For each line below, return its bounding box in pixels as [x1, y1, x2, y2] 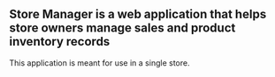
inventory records [9, 34, 111, 49]
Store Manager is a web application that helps [9, 7, 267, 22]
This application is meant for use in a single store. [9, 57, 190, 68]
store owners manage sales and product [9, 21, 236, 36]
